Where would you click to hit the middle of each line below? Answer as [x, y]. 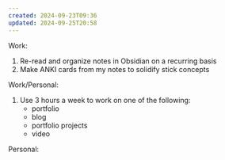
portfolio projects [59, 125]
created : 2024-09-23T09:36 [53, 15]
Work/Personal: [34, 85]
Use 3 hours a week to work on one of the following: [105, 100]
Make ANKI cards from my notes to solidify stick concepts [114, 69]
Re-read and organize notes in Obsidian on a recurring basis [118, 61]
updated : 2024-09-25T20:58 [53, 23]
